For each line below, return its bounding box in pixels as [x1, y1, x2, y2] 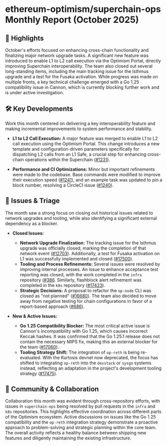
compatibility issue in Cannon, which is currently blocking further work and [5, 84, 160, 90]
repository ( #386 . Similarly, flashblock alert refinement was [19, 277, 142, 283]
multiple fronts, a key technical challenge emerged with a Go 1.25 [5, 79, 140, 85]
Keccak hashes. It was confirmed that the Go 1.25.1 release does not [19, 333, 160, 339]
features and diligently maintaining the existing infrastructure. [5, 435, 132, 441]
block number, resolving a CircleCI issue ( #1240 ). [12, 182, 114, 188]
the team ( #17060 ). [19, 344, 59, 350]
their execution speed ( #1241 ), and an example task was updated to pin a [12, 177, 163, 183]
